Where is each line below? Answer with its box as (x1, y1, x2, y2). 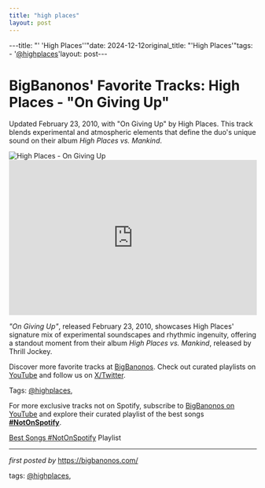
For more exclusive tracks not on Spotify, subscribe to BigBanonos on (9, 401, 235, 411)
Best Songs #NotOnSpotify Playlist (9, 433, 121, 442)
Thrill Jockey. (9, 347, 53, 356)
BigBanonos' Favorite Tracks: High (9, 76, 241, 95)
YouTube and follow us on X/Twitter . (9, 371, 126, 380)
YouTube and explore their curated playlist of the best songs (9, 409, 204, 419)
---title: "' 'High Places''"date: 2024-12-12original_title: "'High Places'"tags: (9, 40, 253, 50)
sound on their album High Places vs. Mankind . (9, 136, 163, 146)
